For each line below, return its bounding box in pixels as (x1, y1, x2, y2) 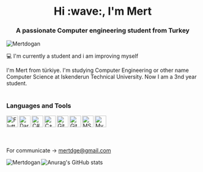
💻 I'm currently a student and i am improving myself (6, 52, 139, 60)
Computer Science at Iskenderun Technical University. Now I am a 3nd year (6, 73, 197, 80)
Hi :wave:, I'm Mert (54, 4, 152, 18)
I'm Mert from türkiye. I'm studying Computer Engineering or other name (6, 66, 190, 74)
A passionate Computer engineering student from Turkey (16, 26, 190, 35)
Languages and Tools (6, 101, 72, 110)
